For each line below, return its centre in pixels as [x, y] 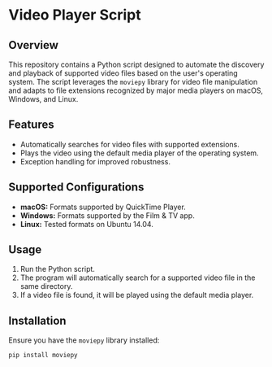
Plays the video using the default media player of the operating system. [139, 153]
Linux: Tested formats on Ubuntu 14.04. [87, 224]
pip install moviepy [43, 356]
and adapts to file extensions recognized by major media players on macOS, [136, 90]
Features [31, 125]
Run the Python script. [58, 269]
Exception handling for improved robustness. [95, 161]
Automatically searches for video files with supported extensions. [130, 144]
